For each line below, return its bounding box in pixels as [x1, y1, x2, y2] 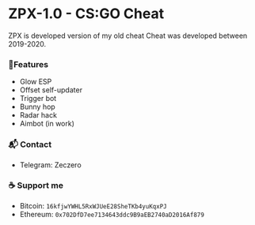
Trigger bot [19, 94, 57, 103]
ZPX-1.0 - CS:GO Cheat [8, 5, 165, 23]
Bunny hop [19, 102, 55, 111]
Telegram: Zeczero [19, 159, 82, 170]
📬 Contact [8, 139, 52, 150]
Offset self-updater [19, 85, 83, 95]
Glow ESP [19, 77, 52, 87]
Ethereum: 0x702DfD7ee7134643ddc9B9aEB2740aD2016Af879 [19, 209, 204, 219]
